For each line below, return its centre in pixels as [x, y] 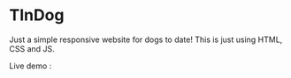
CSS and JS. [32, 48]
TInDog [37, 15]
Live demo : [31, 66]
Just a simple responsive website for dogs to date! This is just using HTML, [146, 39]
